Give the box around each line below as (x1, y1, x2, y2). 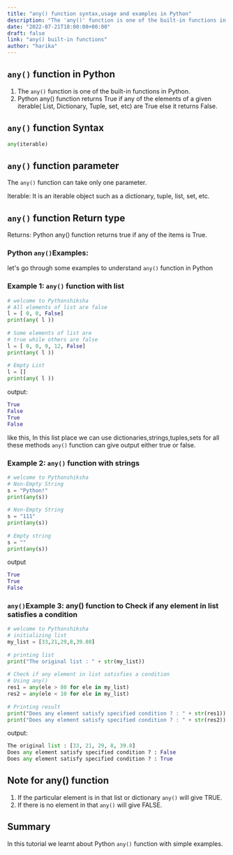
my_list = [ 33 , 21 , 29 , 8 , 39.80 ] (7, 639, 96, 646)
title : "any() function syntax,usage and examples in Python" (7, 10, 192, 17)
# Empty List (7, 362, 45, 369)
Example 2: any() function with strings (7, 458, 140, 468)
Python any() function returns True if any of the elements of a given (17, 94, 211, 103)
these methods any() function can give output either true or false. (7, 440, 197, 449)
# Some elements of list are (7, 329, 92, 337)
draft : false (7, 29, 45, 37)
